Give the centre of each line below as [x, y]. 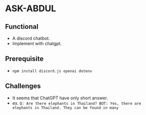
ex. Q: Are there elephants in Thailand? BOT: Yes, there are [77, 103]
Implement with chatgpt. [37, 44]
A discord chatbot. [31, 38]
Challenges [23, 86]
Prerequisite [24, 59]
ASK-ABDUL [31, 9]
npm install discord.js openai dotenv [52, 71]
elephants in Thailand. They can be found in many [65, 108]
